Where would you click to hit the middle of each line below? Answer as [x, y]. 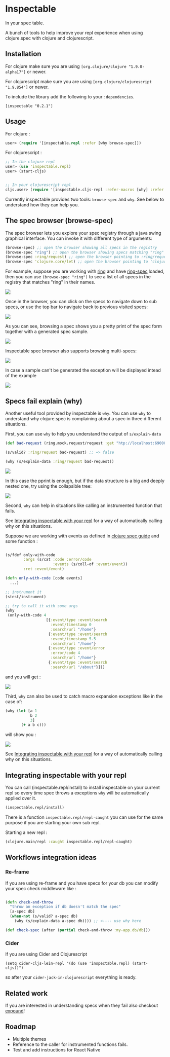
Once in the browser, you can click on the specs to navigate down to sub [81, 302]
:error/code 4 [65, 653]
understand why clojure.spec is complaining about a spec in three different [83, 418]
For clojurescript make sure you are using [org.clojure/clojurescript [78, 81]
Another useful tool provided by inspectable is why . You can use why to [78, 413]
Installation [23, 54]
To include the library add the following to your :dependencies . [70, 96]
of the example [21, 376]
